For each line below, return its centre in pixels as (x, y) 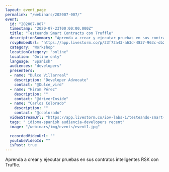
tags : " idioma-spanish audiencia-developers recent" (67, 122)
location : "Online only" (36, 57)
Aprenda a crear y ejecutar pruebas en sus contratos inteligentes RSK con (82, 159)
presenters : (22, 71)
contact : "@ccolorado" (38, 113)
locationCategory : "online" (39, 52)
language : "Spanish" (31, 61)
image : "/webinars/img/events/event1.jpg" (55, 127)
